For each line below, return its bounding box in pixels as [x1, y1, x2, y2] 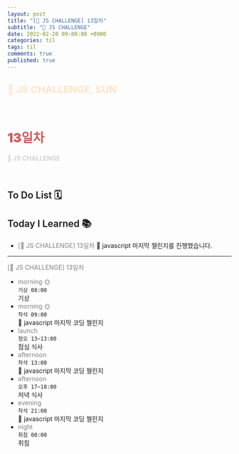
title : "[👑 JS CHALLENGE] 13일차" [7, 17, 107, 24]
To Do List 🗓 [7, 189, 63, 201]
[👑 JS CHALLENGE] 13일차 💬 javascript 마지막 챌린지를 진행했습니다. [17, 241, 213, 249]
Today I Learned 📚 [7, 218, 92, 230]
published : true [7, 57, 55, 64]
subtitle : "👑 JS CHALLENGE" [7, 24, 91, 31]
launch [17, 326, 38, 335]
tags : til [7, 43, 37, 51]
